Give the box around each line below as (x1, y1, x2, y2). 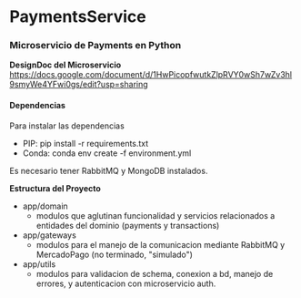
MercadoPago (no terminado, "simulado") (35, 249, 194, 260)
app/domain (22, 200, 68, 211)
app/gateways (22, 230, 77, 241)
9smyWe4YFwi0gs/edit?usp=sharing (9, 79, 148, 90)
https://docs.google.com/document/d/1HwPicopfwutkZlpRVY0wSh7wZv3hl (9, 69, 293, 80)
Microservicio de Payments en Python (9, 39, 182, 52)
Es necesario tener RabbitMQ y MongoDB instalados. (9, 165, 208, 176)
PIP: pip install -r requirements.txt (22, 138, 149, 149)
